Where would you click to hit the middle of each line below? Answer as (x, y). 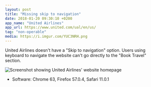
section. (13, 60)
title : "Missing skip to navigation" (43, 14)
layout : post (18, 9)
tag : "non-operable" (26, 32)
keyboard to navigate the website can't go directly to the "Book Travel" (76, 55)
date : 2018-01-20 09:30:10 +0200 (39, 18)
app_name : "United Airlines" (34, 23)
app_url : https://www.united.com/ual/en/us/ (51, 28)
